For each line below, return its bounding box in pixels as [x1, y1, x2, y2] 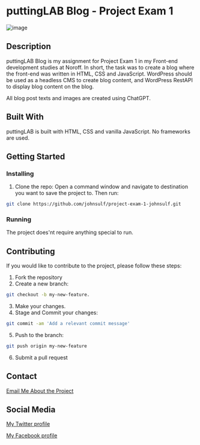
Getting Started [6, 151, 65, 161]
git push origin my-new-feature [6, 343, 87, 349]
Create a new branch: [14, 280, 69, 287]
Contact [6, 371, 37, 381]
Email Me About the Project [6, 387, 74, 394]
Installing [6, 169, 34, 178]
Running [6, 215, 32, 224]
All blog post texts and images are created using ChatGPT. [6, 94, 151, 101]
